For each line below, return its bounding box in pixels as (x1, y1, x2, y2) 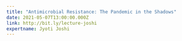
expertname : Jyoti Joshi (6, 25, 70, 32)
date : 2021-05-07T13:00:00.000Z (6, 14, 89, 20)
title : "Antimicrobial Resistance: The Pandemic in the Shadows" (6, 8, 176, 15)
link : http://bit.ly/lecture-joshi (6, 20, 97, 26)
